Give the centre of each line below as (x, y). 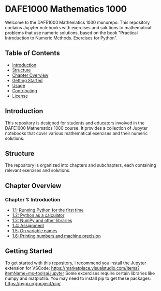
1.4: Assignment (28, 226)
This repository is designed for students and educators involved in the (75, 123)
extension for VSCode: (28, 268)
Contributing (24, 90)
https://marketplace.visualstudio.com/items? (95, 268)
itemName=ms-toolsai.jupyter (35, 273)
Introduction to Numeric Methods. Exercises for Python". (61, 38)
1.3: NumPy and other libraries (42, 221)
